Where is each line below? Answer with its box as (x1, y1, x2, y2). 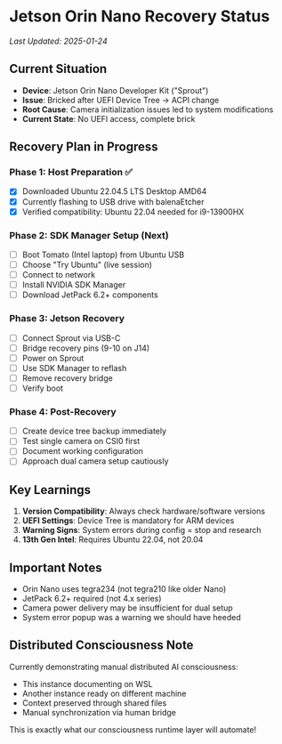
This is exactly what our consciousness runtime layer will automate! (9, 724, 257, 735)
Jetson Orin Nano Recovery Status (9, 6, 270, 27)
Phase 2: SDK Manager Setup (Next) (9, 229, 169, 241)
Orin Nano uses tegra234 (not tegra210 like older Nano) (21, 584, 227, 594)
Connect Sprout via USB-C (21, 332, 121, 344)
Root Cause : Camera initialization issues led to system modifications (21, 104, 274, 115)
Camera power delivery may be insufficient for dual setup (21, 602, 233, 613)
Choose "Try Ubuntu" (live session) (21, 259, 153, 270)
